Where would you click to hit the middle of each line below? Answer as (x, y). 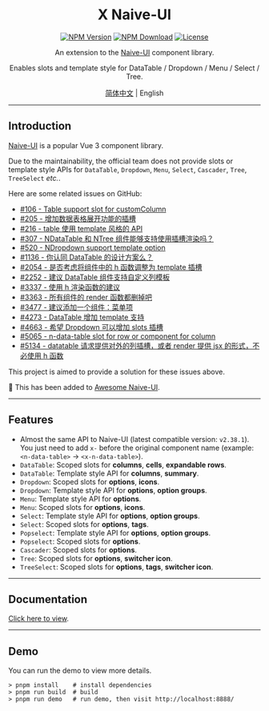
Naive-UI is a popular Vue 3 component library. (86, 145)
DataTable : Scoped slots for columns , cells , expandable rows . (123, 464)
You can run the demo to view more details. (80, 671)
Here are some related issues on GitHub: (75, 193)
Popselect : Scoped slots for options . (80, 541)
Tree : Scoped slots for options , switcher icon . (96, 558)
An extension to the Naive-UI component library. (134, 52)
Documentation (48, 599)
